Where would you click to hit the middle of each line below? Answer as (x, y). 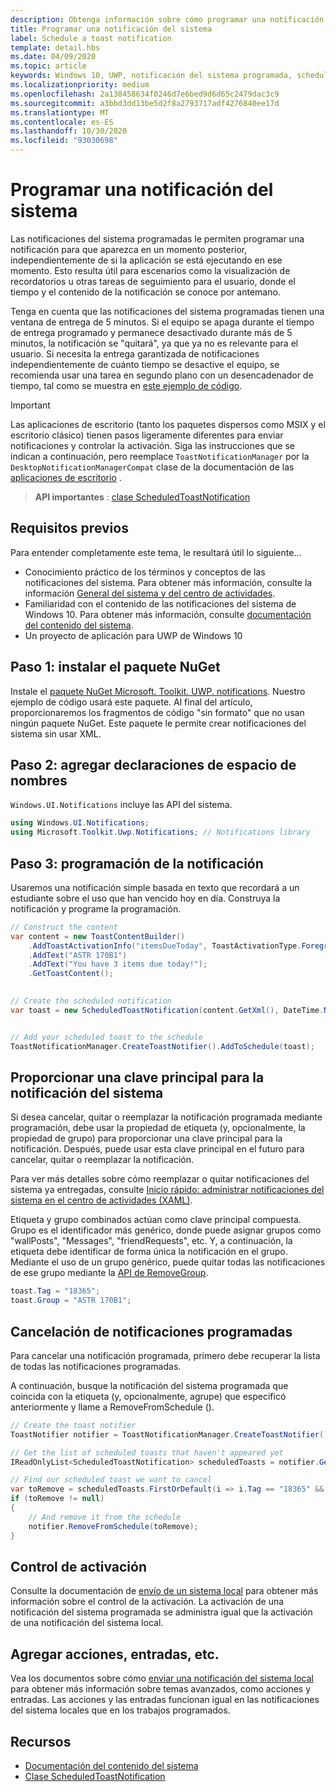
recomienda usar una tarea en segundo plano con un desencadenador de (162, 375)
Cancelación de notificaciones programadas (151, 1331)
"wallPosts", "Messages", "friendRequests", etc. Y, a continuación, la (151, 1241)
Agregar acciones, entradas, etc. (115, 1654)
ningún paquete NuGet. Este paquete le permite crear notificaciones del (158, 723)
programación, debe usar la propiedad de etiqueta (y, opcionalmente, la (158, 1128)
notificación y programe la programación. (96, 908)
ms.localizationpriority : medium (80, 85)
